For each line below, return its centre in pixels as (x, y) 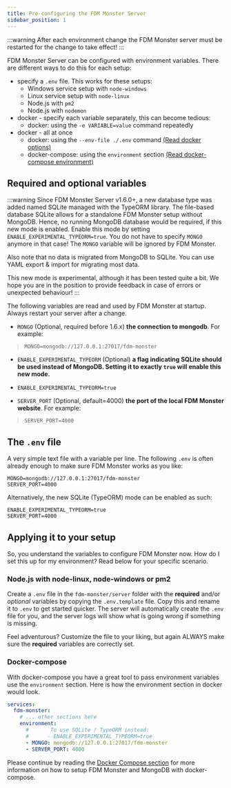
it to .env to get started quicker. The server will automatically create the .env (115, 609)
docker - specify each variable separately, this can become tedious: (114, 117)
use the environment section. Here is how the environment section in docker (115, 684)
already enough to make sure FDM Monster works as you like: (95, 466)
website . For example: (49, 408)
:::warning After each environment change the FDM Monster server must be (115, 39)
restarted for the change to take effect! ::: (66, 47)
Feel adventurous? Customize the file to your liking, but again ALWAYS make (116, 637)
